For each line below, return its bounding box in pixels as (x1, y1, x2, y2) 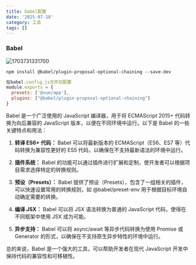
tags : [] (6, 25, 27, 31)
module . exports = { (6, 84, 54, 91)
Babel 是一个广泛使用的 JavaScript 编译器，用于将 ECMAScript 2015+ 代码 (6, 112, 185, 119)
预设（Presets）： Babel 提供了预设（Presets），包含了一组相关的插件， (14, 178, 187, 185)
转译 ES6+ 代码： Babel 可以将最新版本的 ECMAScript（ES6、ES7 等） (14, 139, 185, 146)
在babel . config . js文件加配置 (6, 79, 72, 85)
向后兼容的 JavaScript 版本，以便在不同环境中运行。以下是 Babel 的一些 (16, 119, 190, 126)
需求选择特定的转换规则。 (19, 166, 82, 173)
